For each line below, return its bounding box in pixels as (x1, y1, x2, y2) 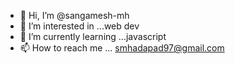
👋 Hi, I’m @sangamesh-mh (19, 10, 130, 21)
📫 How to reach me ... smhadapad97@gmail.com (19, 42, 225, 54)
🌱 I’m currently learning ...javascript (19, 31, 167, 42)
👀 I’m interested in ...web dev (19, 20, 140, 32)
